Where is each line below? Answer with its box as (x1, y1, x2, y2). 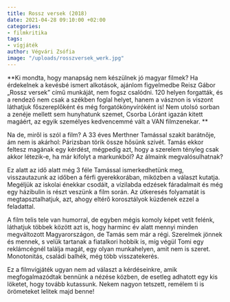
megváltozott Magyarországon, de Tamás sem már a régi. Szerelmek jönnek (7, 230, 223, 238)
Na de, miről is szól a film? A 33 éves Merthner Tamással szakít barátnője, (7, 130, 216, 139)
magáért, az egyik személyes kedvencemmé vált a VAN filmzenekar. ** (7, 117, 208, 126)
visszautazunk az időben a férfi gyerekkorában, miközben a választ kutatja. (7, 173, 220, 181)
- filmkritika (7, 29, 48, 36)
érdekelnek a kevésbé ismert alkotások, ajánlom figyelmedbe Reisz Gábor (7, 80, 216, 89)
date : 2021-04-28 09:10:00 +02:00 (7, 16, 106, 23)
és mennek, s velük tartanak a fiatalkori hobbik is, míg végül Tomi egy (7, 237, 204, 246)
